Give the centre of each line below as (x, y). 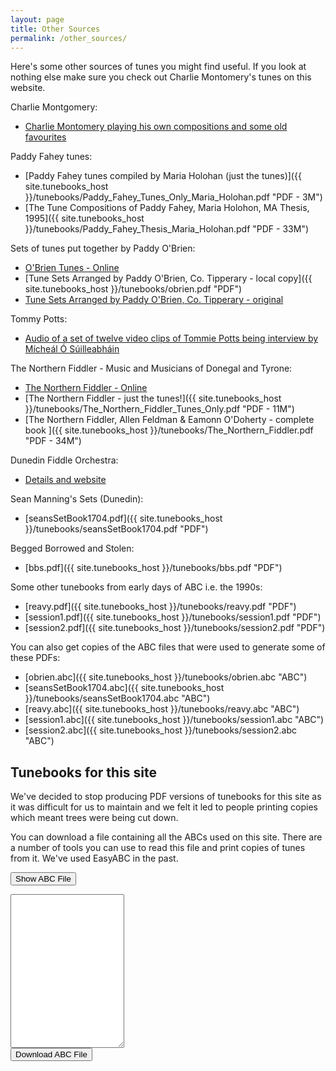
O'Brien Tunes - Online (72, 268)
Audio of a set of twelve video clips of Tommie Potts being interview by (171, 338)
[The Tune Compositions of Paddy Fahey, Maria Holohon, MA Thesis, (167, 208)
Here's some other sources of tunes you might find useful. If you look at (158, 67)
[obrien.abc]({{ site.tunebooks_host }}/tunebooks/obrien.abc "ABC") (166, 677)
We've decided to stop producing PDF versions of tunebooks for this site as (166, 797)
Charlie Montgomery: (54, 107)
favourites (45, 137)
